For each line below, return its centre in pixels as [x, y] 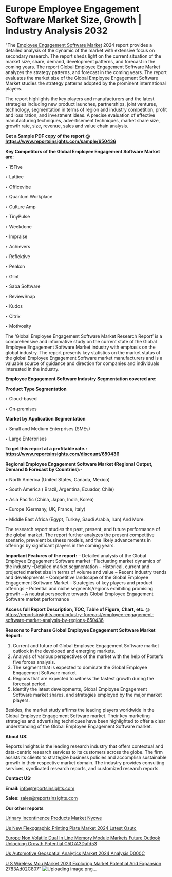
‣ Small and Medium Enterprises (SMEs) [48, 428]
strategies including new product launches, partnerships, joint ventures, [81, 104]
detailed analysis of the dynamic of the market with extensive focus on [80, 50]
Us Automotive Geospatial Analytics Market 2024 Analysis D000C [75, 853]
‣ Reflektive [18, 256]
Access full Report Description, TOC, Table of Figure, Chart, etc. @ [78, 609]
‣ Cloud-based [21, 398]
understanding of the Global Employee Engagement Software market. [79, 726]
